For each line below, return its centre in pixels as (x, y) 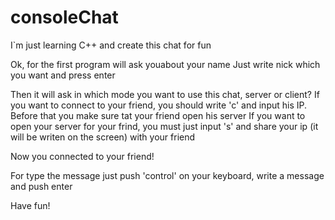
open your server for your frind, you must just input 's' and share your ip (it (164, 126)
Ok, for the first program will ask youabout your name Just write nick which (165, 64)
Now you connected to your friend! (82, 156)
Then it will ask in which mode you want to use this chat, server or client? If (165, 94)
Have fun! (30, 205)
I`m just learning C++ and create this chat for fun (111, 45)
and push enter (41, 186)
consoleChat (64, 17)
